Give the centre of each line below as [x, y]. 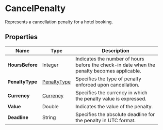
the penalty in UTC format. [106, 120]
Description [115, 50]
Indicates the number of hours [110, 58]
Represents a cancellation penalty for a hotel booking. [59, 22]
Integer [50, 65]
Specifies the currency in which [112, 92]
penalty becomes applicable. [108, 71]
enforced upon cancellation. [107, 85]
